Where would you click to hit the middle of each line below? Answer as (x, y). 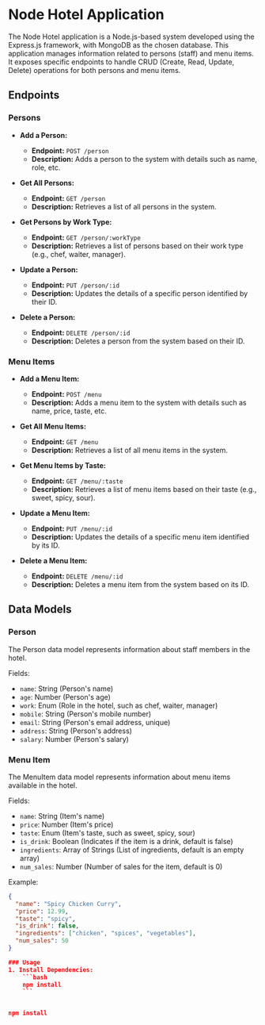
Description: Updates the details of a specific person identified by (140, 293)
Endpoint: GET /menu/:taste (77, 481)
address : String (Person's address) (76, 731)
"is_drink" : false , (47, 926)
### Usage (25, 962)
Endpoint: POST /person (70, 150)
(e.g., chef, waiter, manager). (79, 254)
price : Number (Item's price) (66, 824)
